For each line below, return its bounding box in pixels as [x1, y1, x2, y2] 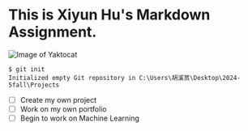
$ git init [8, 65, 45, 74]
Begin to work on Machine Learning [19, 113, 140, 123]
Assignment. [8, 23, 97, 41]
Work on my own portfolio [19, 104, 107, 114]
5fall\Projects [8, 81, 60, 89]
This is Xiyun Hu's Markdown [8, 6, 211, 24]
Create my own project [19, 95, 97, 104]
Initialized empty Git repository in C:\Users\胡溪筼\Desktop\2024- [8, 74, 242, 82]
